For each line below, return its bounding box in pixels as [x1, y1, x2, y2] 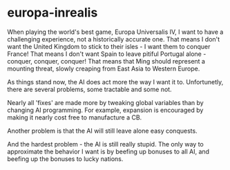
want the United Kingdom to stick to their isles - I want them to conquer [7, 42, 211, 50]
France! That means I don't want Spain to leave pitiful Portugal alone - [7, 50, 207, 58]
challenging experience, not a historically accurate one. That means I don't [7, 35, 220, 43]
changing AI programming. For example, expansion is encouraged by [7, 106, 204, 114]
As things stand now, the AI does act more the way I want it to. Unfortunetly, [7, 77, 224, 86]
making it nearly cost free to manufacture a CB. [7, 113, 142, 122]
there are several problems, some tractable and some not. [7, 85, 172, 93]
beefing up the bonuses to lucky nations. [7, 154, 124, 163]
